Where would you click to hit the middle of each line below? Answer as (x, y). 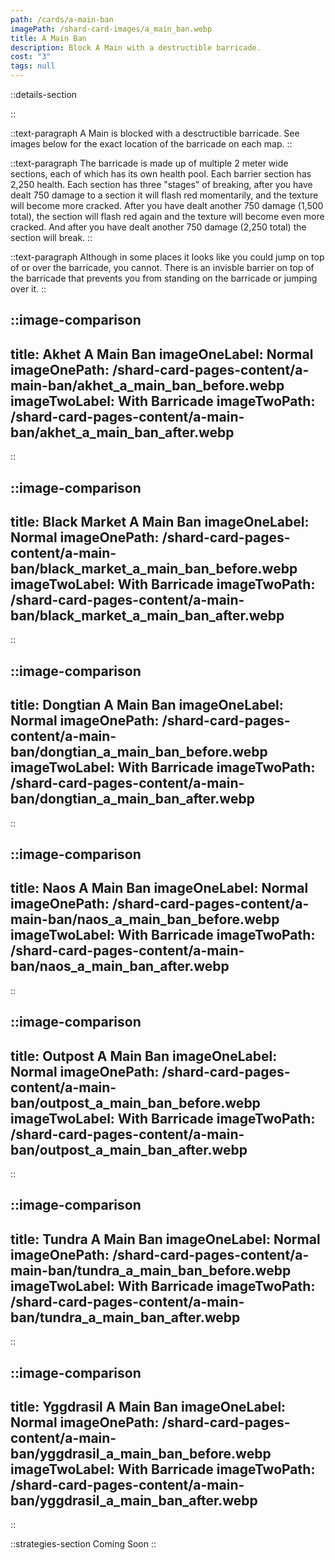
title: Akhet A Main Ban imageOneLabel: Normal (162, 354)
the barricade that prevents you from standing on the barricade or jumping (164, 278)
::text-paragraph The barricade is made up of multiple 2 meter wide (149, 163)
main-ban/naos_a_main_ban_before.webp (145, 919)
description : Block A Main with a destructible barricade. (136, 47)
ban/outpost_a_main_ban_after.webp (129, 1149)
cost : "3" (31, 57)
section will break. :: (51, 237)
